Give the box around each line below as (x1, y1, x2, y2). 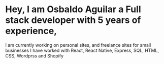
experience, (5, 25, 57, 37)
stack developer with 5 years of (5, 14, 141, 26)
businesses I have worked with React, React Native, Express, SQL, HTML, (5, 47, 159, 53)
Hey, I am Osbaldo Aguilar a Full (5, 4, 141, 15)
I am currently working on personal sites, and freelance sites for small (5, 42, 151, 48)
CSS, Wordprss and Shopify (5, 52, 64, 59)
